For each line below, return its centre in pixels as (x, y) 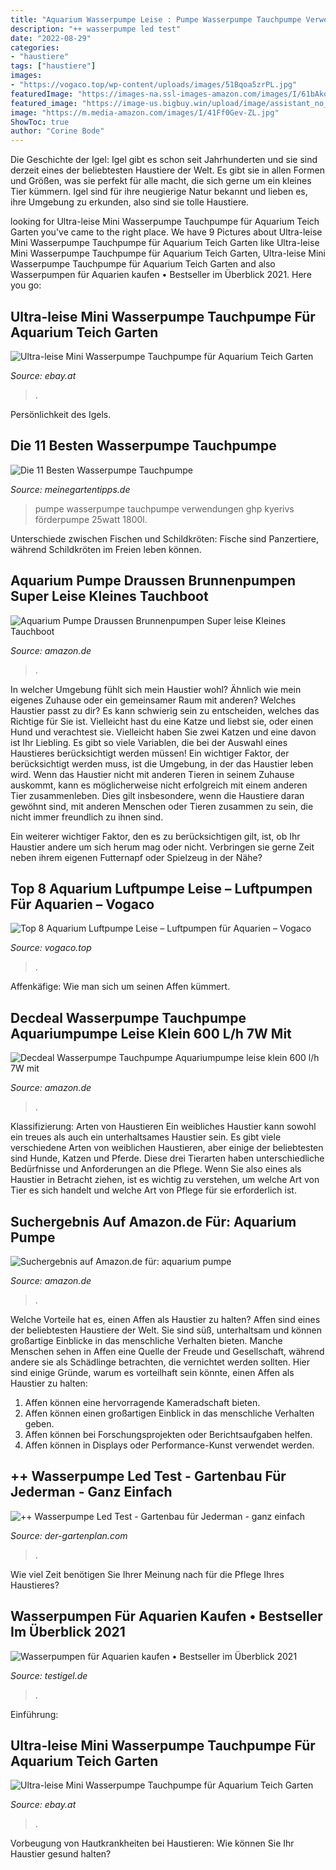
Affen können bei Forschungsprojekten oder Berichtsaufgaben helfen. (168, 1434)
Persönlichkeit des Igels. (61, 414)
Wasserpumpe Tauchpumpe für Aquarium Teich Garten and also (143, 264)
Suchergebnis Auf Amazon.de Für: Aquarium (153, 1221)
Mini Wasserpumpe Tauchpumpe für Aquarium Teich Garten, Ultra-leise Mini (168, 253)
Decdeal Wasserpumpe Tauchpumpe (128, 1017)
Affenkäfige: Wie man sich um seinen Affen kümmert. (120, 987)
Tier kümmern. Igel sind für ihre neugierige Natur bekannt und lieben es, (159, 192)
